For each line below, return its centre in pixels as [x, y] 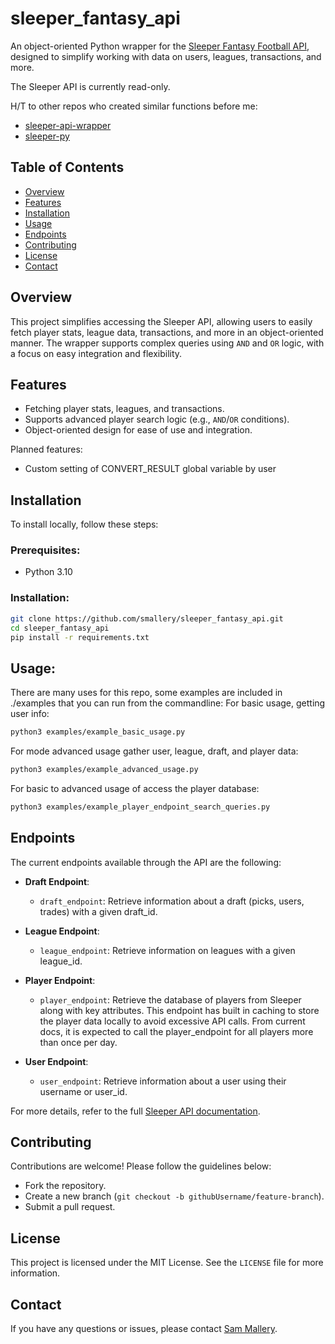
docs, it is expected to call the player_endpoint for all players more [176, 1031]
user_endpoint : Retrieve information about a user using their [163, 1081]
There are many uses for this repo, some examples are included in [146, 693]
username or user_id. [83, 1091]
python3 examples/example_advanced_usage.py [104, 770]
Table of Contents [67, 167]
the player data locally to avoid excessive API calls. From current [172, 1021]
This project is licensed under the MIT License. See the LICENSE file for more [167, 1263]
